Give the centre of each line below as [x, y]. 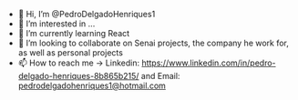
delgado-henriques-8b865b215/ [78, 76]
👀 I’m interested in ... [57, 24]
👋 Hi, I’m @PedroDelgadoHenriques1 [87, 14]
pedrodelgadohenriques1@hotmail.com [92, 85]
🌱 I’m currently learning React [74, 33]
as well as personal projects [70, 53]
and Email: [160, 76]
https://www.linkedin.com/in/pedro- [208, 63]
